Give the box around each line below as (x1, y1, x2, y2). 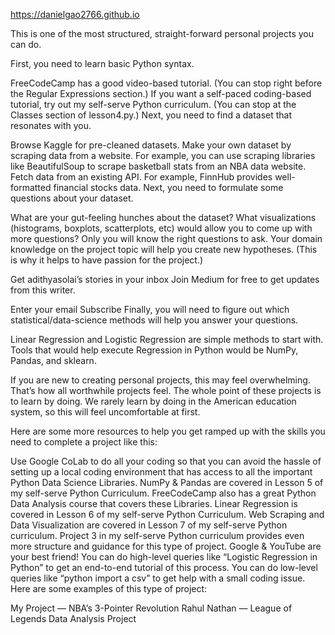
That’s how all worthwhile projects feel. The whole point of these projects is (10, 385, 322, 396)
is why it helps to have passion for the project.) (10, 254, 204, 266)
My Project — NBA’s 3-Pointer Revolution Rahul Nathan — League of (10, 602, 293, 614)
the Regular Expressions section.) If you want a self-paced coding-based (10, 88, 312, 99)
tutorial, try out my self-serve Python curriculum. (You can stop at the (10, 99, 297, 110)
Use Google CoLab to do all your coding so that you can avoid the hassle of (10, 455, 322, 467)
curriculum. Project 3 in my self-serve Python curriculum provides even (10, 530, 305, 541)
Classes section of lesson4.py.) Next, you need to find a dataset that (10, 109, 293, 121)
